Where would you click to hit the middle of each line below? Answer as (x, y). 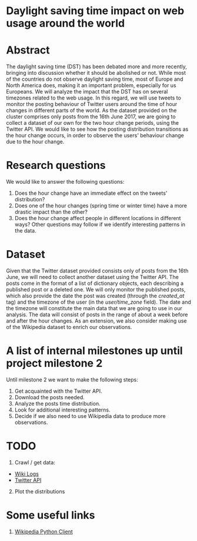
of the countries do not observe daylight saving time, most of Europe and (95, 79)
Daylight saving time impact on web (95, 11)
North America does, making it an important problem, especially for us (91, 85)
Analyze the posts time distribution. (58, 403)
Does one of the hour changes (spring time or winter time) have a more (101, 206)
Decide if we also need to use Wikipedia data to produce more (90, 416)
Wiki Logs (27, 474)
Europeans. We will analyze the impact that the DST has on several (87, 92)
